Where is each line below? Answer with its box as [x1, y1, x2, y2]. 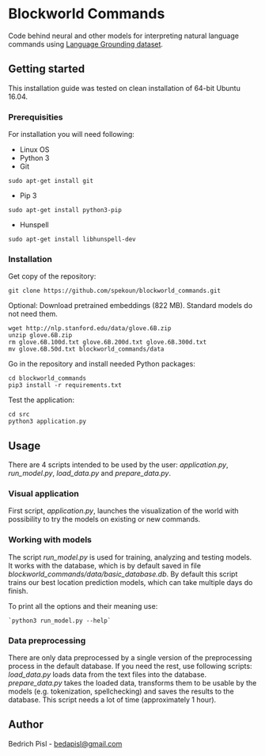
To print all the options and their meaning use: [8, 601, 158, 610]
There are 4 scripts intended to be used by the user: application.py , [8, 460, 229, 469]
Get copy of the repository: [8, 272, 97, 281]
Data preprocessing [8, 635, 86, 646]
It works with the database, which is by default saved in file [8, 560, 202, 570]
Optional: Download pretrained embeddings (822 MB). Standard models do [8, 301, 253, 310]
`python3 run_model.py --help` [8, 617, 112, 625]
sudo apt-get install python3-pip [8, 207, 123, 215]
